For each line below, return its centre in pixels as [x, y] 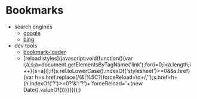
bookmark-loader [44, 52]
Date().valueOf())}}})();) [52, 90]
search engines [33, 27]
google [32, 33]
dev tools [26, 46]
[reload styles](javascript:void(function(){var [78, 58]
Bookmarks [35, 10]
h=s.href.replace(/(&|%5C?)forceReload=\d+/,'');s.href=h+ [106, 77]
